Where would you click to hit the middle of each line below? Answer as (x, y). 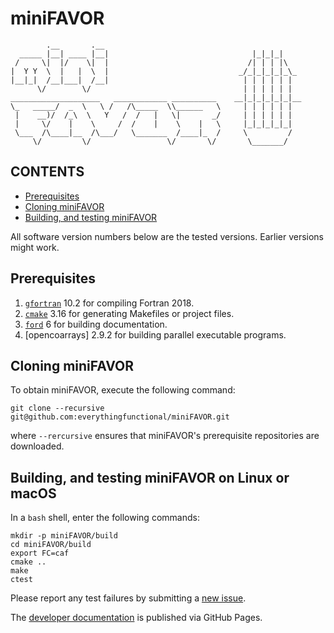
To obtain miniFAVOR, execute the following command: (123, 390)
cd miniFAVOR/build (51, 545)
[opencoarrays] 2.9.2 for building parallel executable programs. (155, 334)
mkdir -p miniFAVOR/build (64, 536)
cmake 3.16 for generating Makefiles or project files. (129, 313)
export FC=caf (40, 553)
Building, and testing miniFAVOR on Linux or (150, 477)
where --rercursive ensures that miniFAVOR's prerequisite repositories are (165, 436)
